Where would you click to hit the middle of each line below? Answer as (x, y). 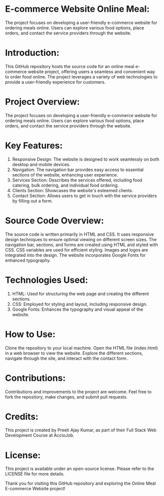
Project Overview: (42, 102)
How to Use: (30, 334)
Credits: (22, 416)
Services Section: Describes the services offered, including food (77, 180)
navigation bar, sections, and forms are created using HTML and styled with (82, 245)
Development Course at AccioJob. (40, 435)
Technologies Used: (47, 280)
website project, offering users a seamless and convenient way (91, 72)
